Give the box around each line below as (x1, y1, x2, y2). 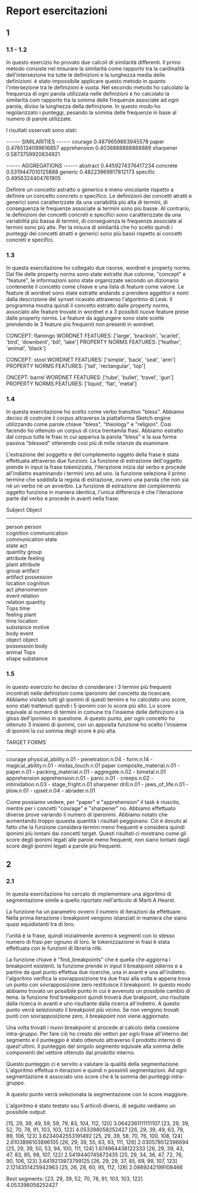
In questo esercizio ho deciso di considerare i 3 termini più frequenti (6, 683, 172, 690)
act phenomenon (6, 586, 48, 593)
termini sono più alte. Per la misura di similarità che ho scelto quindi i (6, 223, 173, 231)
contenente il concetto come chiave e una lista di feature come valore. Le (6, 283, 184, 290)
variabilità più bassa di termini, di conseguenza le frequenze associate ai (6, 217, 183, 224)
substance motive (6, 624, 49, 631)
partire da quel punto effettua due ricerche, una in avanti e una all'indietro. (6, 969, 187, 976)
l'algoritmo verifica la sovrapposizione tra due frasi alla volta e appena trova (6, 975, 190, 982)
